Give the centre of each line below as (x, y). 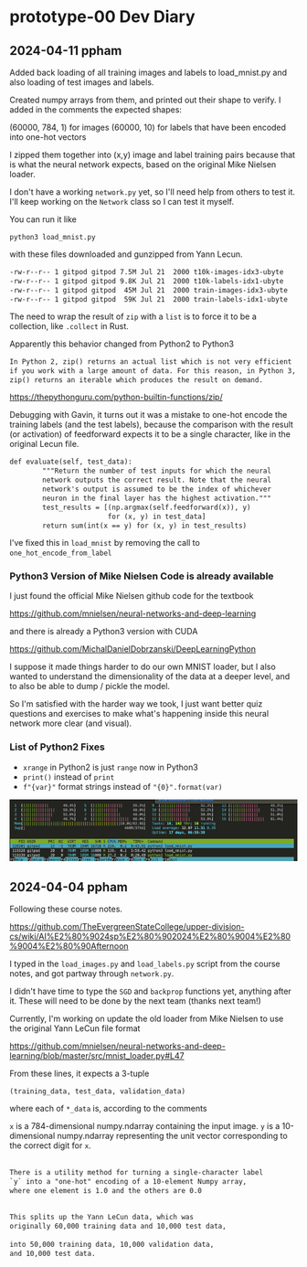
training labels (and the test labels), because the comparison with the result (152, 424)
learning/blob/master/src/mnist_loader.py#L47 (97, 1055)
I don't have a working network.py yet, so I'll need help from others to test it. (152, 192)
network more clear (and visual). (71, 723)
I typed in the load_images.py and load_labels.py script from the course (145, 964)
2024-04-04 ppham (69, 887)
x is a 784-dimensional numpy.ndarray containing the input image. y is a (145, 1125)
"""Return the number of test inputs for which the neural (157, 471)
